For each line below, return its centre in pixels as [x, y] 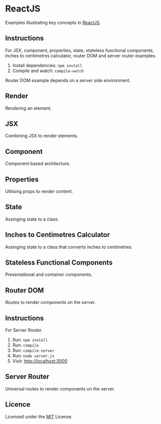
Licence [18, 405]
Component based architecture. [38, 163]
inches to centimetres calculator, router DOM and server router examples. [81, 55]
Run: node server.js [33, 356]
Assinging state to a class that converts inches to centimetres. [69, 247]
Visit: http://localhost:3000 [40, 361]
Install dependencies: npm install [47, 65]
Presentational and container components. [49, 274]
